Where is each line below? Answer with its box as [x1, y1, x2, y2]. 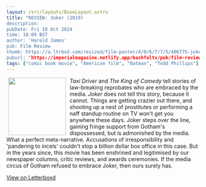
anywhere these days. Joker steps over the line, [69, 116, 191, 123]
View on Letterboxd [6, 174, 56, 181]
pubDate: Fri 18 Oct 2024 [6, 26, 72, 32]
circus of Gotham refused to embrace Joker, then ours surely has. [6, 162, 173, 169]
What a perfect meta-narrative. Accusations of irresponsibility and [6, 135, 174, 143]
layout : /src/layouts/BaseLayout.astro [6, 9, 109, 15]
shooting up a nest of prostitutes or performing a [69, 103, 193, 110]
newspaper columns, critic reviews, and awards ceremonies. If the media [6, 155, 191, 162]
